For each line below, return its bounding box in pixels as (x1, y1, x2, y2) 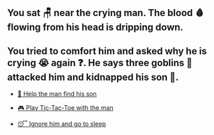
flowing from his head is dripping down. (7, 22, 183, 33)
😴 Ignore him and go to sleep (17, 120, 107, 128)
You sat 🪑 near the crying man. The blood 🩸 (7, 7, 204, 19)
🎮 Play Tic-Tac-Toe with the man (17, 104, 114, 112)
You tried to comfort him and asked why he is (7, 45, 207, 57)
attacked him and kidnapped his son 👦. (7, 71, 179, 83)
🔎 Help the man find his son (17, 90, 98, 98)
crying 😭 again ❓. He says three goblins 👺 (7, 56, 193, 69)
